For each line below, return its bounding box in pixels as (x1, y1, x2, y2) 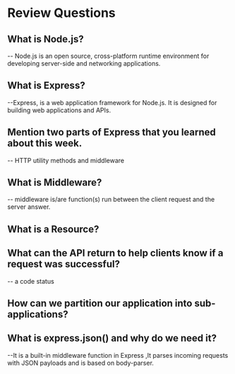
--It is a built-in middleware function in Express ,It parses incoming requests (7, 351, 229, 359)
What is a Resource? (7, 223, 100, 235)
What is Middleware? (7, 176, 102, 188)
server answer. (7, 203, 51, 211)
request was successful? (7, 258, 120, 270)
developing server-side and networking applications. (7, 59, 161, 68)
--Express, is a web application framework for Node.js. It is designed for (7, 98, 217, 107)
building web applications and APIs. (7, 106, 112, 114)
